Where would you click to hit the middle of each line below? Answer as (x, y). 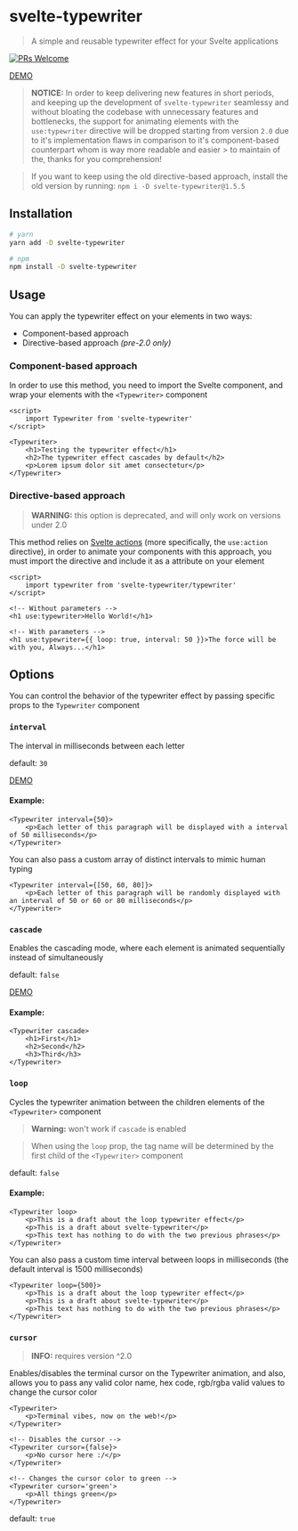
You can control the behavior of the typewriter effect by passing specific (142, 696)
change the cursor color (53, 1392)
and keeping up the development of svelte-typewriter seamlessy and (160, 102)
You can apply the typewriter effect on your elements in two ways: (131, 316)
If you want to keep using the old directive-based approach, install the (160, 176)
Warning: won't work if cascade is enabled (109, 1128)
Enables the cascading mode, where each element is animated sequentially (147, 948)
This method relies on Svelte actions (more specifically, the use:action (139, 542)
